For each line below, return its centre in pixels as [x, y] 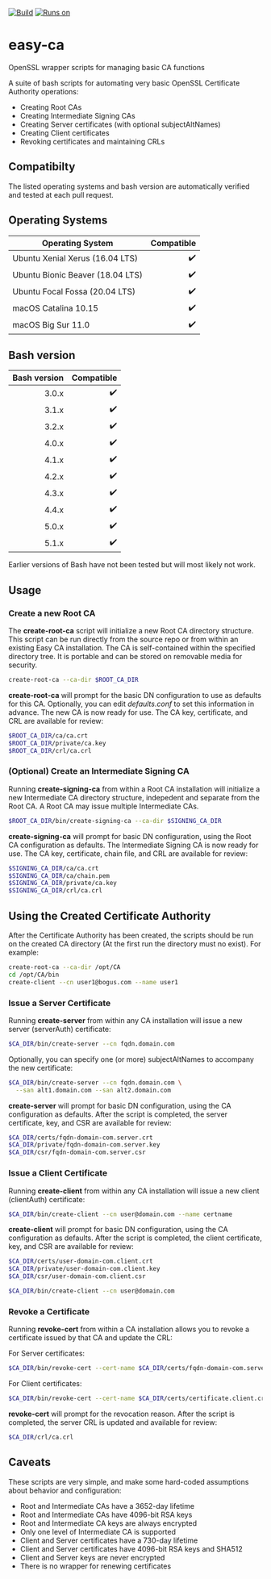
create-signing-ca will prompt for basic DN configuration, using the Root [130, 836]
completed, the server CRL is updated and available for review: [113, 1422]
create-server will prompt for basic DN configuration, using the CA [120, 1105]
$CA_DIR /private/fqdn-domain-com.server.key [84, 1145]
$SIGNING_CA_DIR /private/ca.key [63, 883]
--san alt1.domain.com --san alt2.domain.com [94, 1090]
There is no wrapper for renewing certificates [96, 1566]
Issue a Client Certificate [58, 1173]
